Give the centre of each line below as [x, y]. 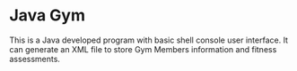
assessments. [35, 59]
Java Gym [47, 16]
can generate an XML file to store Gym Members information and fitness [143, 49]
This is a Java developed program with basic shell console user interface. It [149, 40]
